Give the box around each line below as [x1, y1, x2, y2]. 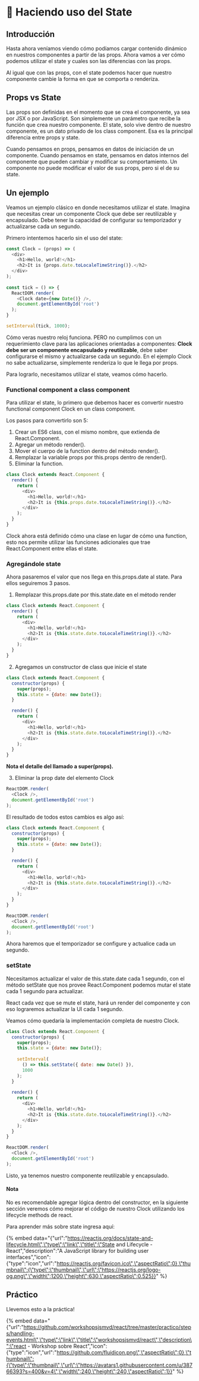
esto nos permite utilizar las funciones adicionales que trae [6, 539, 150, 546]
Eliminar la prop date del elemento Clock [14, 775, 114, 782]
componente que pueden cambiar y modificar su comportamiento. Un [6, 158, 178, 165]
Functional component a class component [6, 385, 130, 394]
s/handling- [6, 1330, 34, 1337]
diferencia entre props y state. [6, 133, 80, 141]
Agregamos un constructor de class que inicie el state [14, 663, 147, 670]
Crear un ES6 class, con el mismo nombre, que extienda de [14, 428, 160, 436]
